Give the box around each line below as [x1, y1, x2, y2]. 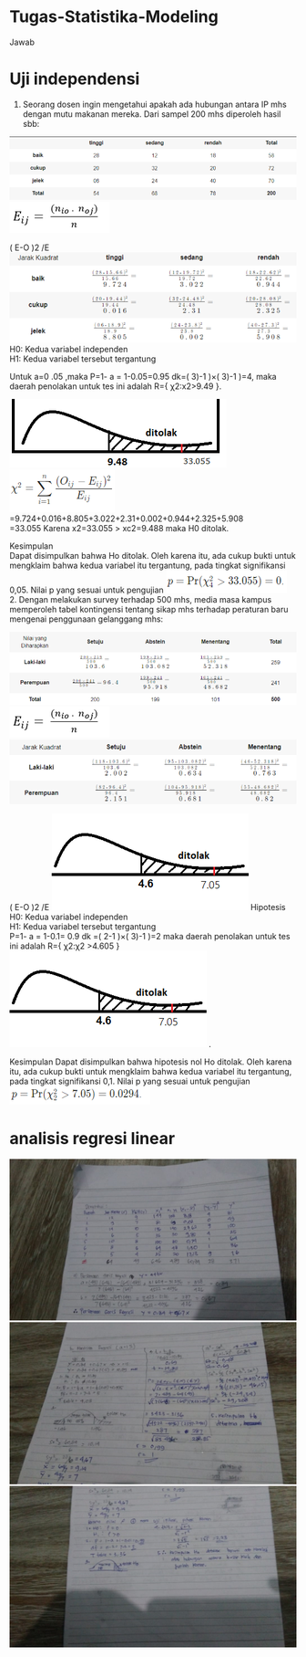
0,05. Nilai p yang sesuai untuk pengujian [9, 584, 164, 595]
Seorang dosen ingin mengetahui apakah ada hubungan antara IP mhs [22, 99, 287, 110]
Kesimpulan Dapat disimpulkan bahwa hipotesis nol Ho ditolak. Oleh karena [9, 1056, 292, 1067]
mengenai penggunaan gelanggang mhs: [9, 614, 164, 624]
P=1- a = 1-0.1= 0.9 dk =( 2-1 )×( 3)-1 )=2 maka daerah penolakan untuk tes [9, 931, 291, 942]
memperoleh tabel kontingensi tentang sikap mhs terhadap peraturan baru [9, 604, 289, 615]
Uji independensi [9, 68, 140, 89]
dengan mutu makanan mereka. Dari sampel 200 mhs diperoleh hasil [22, 108, 281, 120]
